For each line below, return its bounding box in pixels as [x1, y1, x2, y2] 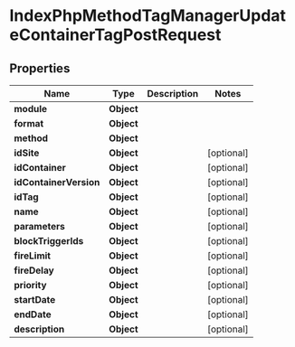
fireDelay [14, 264, 54, 277]
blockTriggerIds [14, 235, 84, 247]
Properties [9, 61, 71, 76]
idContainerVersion [14, 176, 100, 188]
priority [14, 279, 47, 291]
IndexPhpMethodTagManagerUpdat [9, 5, 287, 26]
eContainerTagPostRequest [9, 24, 222, 45]
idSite [14, 146, 40, 159]
